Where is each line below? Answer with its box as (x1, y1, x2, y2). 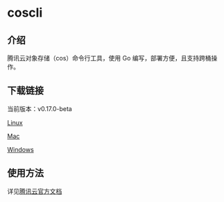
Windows (7, 145, 35, 153)
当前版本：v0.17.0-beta (7, 104, 73, 112)
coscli (7, 5, 43, 21)
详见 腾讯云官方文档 (7, 187, 62, 195)
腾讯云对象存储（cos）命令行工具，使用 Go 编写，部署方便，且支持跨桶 (7, 54, 212, 62)
